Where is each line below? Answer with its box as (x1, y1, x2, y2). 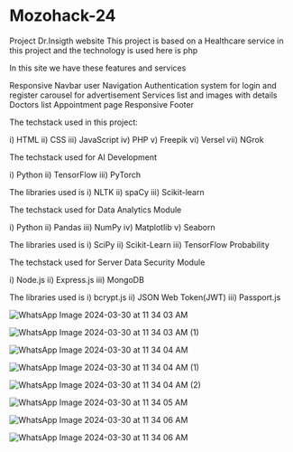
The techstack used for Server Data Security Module (9, 257, 206, 268)
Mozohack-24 (9, 5, 116, 26)
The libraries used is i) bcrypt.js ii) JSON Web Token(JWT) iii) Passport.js (9, 291, 281, 303)
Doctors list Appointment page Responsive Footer (9, 99, 194, 109)
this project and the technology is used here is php (9, 44, 198, 55)
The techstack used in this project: (9, 117, 138, 127)
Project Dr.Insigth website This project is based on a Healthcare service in (9, 35, 284, 46)
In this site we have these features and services (9, 62, 187, 73)
